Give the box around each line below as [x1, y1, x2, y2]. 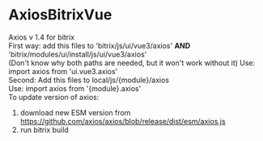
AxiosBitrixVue [8, 6, 112, 24]
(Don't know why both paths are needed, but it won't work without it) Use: [8, 58, 256, 68]
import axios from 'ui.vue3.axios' [8, 66, 118, 76]
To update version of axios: [8, 92, 100, 102]
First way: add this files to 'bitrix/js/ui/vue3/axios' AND [8, 40, 191, 50]
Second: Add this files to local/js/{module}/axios [8, 75, 170, 85]
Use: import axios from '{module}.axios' [8, 83, 142, 93]
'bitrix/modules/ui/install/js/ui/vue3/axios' [8, 49, 147, 59]
